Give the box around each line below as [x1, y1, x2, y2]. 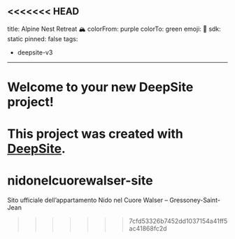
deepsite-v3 [17, 48, 53, 57]
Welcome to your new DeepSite [7, 80, 194, 95]
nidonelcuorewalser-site [7, 173, 153, 189]
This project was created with [7, 126, 183, 142]
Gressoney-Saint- [169, 196, 220, 205]
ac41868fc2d [129, 224, 167, 233]
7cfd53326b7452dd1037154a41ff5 [129, 217, 228, 226]
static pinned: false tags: [7, 34, 78, 43]
